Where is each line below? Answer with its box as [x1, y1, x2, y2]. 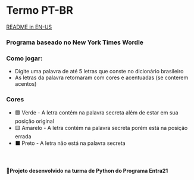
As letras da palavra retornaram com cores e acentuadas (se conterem [14, 74, 189, 81]
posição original [14, 117, 55, 125]
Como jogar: [6, 54, 43, 63]
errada [14, 133, 32, 140]
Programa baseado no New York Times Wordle [6, 38, 144, 46]
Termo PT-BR [6, 4, 73, 17]
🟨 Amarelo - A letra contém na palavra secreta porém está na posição [14, 125, 188, 132]
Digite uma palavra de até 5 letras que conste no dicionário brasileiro [14, 68, 184, 75]
